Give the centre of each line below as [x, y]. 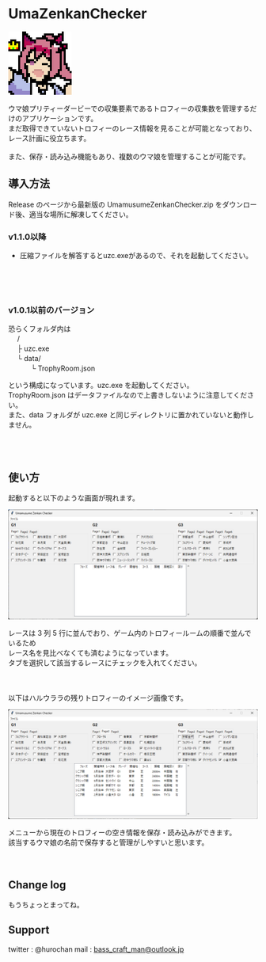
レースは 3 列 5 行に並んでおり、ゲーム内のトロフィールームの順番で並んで [130, 633]
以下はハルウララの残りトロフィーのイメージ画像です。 [98, 698]
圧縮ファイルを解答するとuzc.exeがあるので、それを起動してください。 [136, 256]
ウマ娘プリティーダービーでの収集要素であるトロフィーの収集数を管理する [129, 108]
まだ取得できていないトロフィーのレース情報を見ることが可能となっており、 [132, 128]
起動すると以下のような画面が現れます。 [74, 498]
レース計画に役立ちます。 [49, 138]
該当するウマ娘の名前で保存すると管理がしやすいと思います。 [108, 842]
